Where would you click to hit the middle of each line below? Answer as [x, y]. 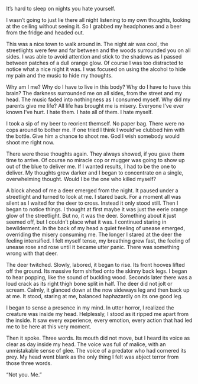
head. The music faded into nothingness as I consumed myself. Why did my [98, 99]
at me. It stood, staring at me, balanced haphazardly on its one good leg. [95, 296]
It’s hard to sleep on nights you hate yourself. [61, 9]
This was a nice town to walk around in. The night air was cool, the [87, 44]
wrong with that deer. [32, 253]
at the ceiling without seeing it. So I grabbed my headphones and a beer [94, 26]
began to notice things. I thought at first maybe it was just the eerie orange [97, 209]
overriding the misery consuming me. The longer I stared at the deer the [94, 234]
